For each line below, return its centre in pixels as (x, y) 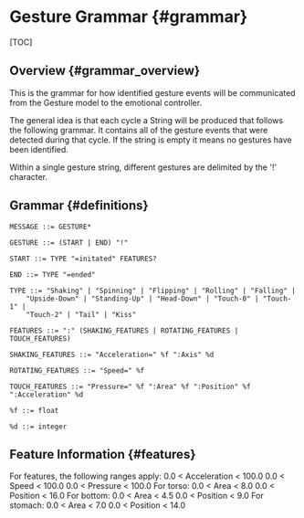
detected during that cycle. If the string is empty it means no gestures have (151, 140)
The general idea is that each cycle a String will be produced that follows (147, 120)
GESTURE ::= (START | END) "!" (69, 243)
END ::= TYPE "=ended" (52, 275)
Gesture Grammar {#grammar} (129, 17)
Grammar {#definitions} (79, 206)
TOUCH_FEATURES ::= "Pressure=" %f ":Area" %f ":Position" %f (130, 386)
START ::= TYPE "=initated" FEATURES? (83, 259)
